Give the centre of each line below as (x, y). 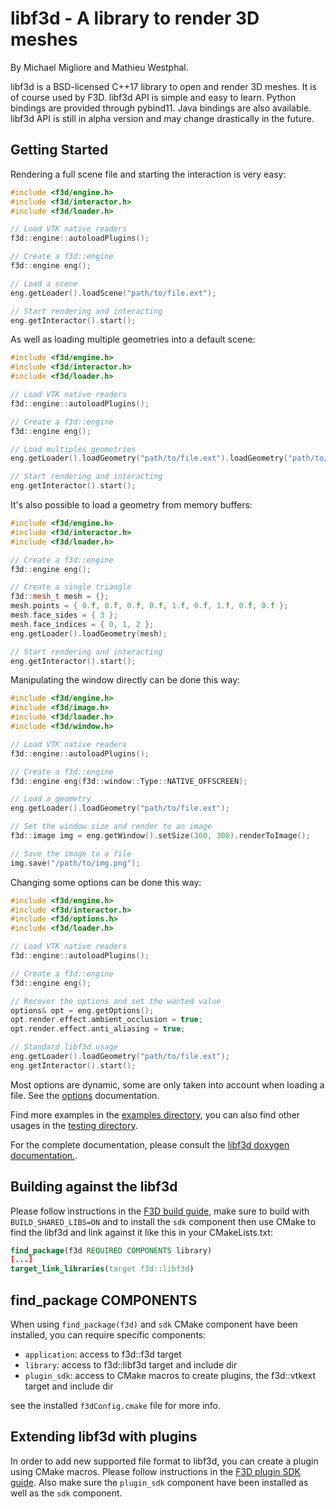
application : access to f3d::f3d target (103, 1354)
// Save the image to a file (71, 853)
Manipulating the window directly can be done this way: (125, 680)
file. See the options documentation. (85, 1095)
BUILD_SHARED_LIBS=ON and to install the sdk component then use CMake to (163, 1221)
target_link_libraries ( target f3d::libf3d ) (102, 1269)
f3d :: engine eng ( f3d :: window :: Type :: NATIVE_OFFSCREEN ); (129, 781)
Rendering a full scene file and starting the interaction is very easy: (148, 174)
